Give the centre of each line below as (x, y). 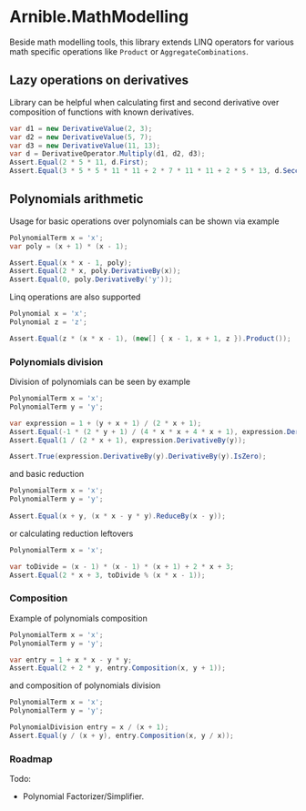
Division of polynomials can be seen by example (100, 382)
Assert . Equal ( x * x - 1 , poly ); (71, 263)
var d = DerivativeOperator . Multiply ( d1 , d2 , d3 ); (107, 154)
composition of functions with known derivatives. (102, 112)
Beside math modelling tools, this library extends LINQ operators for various (152, 42)
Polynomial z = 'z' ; (49, 322)
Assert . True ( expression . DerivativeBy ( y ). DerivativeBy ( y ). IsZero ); (138, 457)
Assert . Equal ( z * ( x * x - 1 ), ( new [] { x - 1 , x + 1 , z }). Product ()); (150, 339)
